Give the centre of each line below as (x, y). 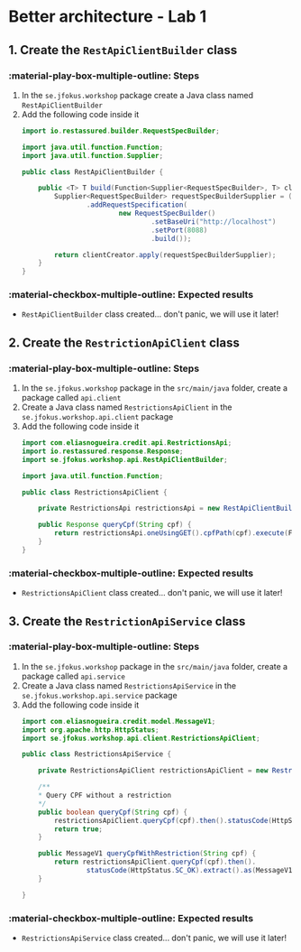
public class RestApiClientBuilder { (92, 172)
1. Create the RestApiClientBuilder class (123, 50)
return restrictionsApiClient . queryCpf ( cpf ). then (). (155, 862)
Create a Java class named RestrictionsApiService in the (128, 685)
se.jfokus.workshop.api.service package (99, 695)
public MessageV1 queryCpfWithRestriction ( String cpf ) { (147, 854)
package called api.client (71, 398)
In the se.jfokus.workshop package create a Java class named (137, 95)
